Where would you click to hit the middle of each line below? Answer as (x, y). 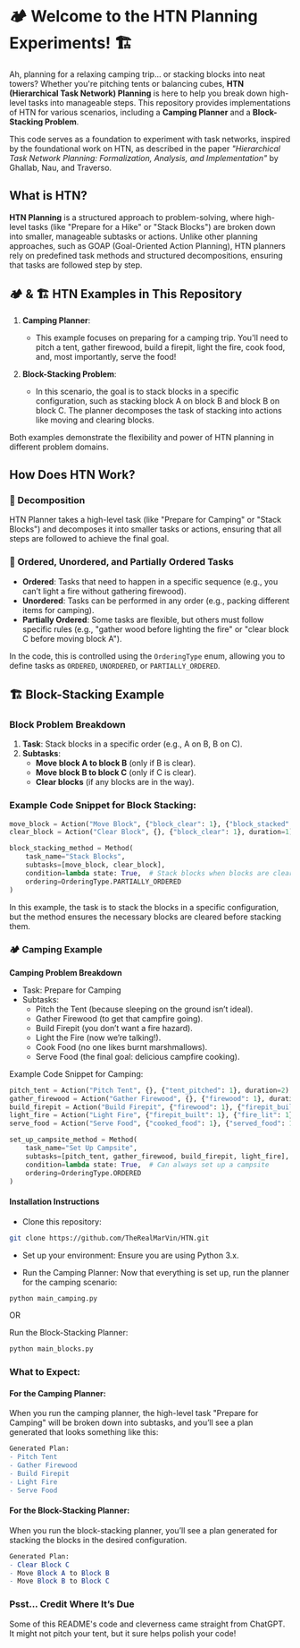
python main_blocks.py (51, 1349)
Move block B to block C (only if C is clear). (116, 773)
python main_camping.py (54, 1298)
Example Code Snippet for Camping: (76, 1073)
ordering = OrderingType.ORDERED (83, 1173)
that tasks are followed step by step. (76, 265)
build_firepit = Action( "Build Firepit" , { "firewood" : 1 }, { (125, 1107)
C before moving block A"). (72, 638)
